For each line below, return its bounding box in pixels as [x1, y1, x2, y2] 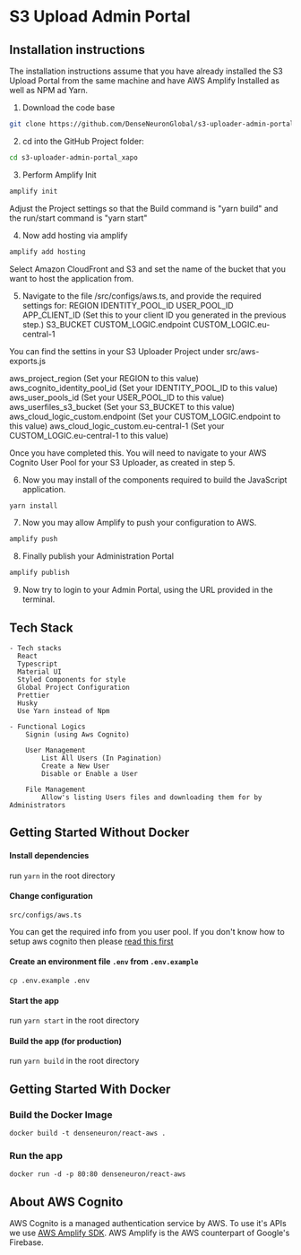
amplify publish [9, 568, 70, 578]
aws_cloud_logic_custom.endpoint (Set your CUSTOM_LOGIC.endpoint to [9, 411, 280, 422]
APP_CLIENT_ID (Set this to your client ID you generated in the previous [21, 309, 287, 320]
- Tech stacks [9, 643, 63, 652]
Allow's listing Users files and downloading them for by [41, 792, 262, 802]
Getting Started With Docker [9, 1081, 171, 1096]
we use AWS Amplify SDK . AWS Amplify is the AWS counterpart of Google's [9, 1227, 290, 1239]
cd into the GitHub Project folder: [21, 135, 145, 146]
